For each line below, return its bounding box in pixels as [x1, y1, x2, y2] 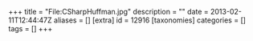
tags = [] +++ [8, 24, 53, 33]
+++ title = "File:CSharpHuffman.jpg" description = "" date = [8, 7, 209, 16]
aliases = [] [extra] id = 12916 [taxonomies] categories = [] [53, 15, 247, 25]
